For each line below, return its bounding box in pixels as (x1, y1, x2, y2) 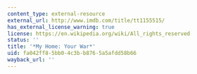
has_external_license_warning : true (7, 23, 115, 30)
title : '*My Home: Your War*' (7, 43, 96, 50)
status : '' (7, 37, 39, 44)
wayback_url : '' (7, 56, 55, 63)
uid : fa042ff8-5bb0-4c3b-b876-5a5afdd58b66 (7, 50, 137, 57)
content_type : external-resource (7, 10, 106, 18)
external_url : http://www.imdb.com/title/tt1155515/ (7, 17, 165, 24)
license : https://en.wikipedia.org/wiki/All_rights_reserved (7, 30, 191, 37)
